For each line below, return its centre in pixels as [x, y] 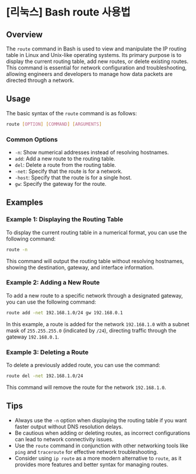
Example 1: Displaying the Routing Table [65, 219]
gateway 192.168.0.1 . [33, 337]
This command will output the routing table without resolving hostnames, [95, 261]
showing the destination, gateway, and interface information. [80, 267]
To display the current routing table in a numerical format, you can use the [97, 232]
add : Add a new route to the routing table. [65, 159]
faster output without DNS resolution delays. [69, 426]
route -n [17, 249]
